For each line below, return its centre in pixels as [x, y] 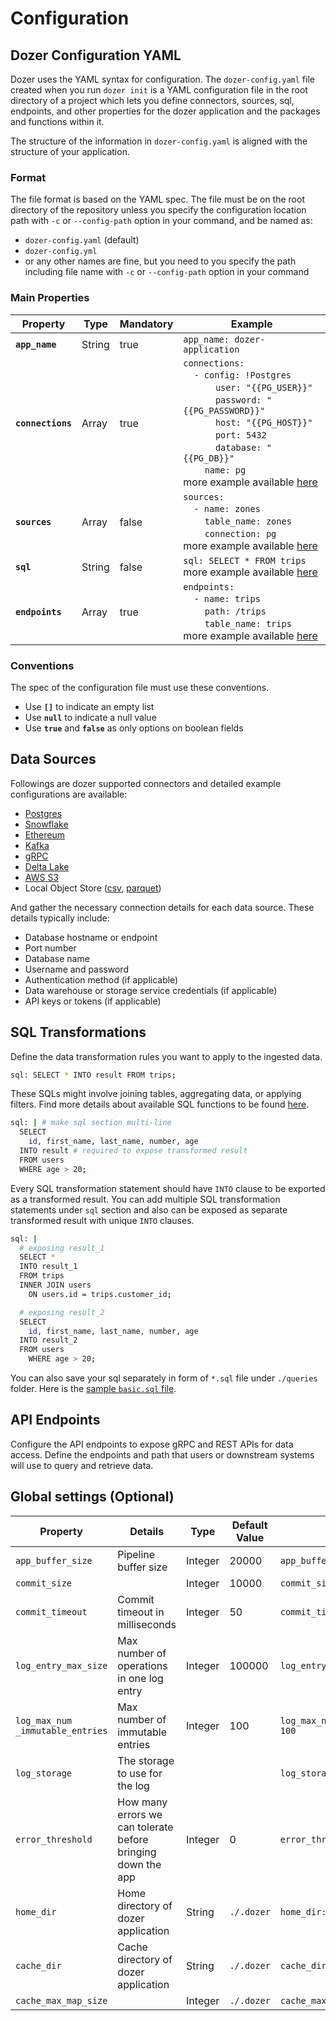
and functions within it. [57, 121]
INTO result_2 [48, 1340]
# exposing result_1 [62, 1248]
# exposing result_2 [62, 1312]
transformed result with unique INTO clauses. [102, 1220]
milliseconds [147, 1624]
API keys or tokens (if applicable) [93, 1001]
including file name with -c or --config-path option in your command [167, 272]
